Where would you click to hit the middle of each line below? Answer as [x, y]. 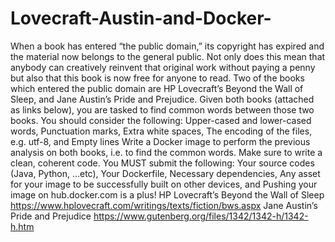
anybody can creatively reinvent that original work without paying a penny [163, 67]
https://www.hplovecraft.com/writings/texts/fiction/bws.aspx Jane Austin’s [164, 205]
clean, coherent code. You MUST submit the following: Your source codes [162, 163]
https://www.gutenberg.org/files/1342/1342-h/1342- [201, 216]
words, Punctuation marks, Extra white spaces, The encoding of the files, [161, 131]
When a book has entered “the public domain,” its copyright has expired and [167, 46]
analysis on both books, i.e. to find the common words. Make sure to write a [166, 152]
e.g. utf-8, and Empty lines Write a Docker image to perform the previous [160, 141]
